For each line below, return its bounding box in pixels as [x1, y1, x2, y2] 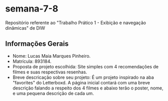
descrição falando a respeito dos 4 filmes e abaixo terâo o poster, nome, [12, 85, 164, 91]
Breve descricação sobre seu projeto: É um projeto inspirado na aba [12, 74, 154, 80]
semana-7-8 [5, 3, 59, 15]
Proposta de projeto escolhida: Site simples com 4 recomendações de [12, 63, 159, 69]
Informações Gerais [5, 40, 69, 48]
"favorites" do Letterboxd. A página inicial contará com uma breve [12, 79, 150, 85]
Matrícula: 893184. [12, 58, 52, 64]
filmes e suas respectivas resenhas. [12, 69, 87, 75]
